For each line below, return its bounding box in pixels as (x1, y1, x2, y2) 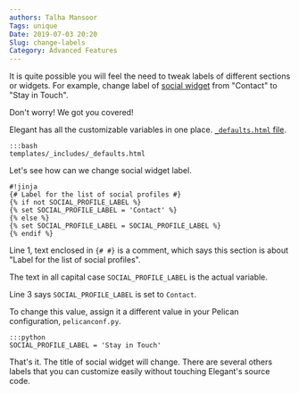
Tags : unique (9, 21, 58, 30)
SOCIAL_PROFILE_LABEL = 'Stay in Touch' (9, 341, 162, 350)
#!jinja (9, 182, 38, 192)
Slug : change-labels (9, 38, 87, 47)
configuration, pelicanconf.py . (9, 316, 122, 327)
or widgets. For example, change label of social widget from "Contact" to (9, 80, 278, 91)
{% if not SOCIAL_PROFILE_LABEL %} (9, 198, 142, 207)
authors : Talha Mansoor (9, 13, 98, 22)
